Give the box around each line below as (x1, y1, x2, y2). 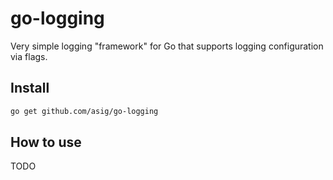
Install (10, 80, 50, 97)
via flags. (10, 50, 48, 62)
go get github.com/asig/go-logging (10, 106, 159, 116)
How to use (10, 134, 82, 151)
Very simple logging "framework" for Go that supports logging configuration (10, 40, 324, 52)
